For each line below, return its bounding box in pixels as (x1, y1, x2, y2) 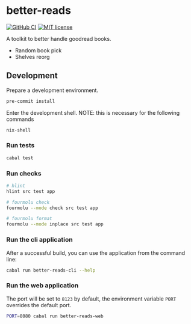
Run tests (6, 141, 35, 150)
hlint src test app (6, 188, 55, 194)
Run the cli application (6, 236, 74, 244)
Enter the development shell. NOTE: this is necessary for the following (6, 109, 180, 116)
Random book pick (14, 46, 62, 54)
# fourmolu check (6, 199, 50, 205)
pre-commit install (6, 98, 55, 104)
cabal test (6, 154, 34, 161)
